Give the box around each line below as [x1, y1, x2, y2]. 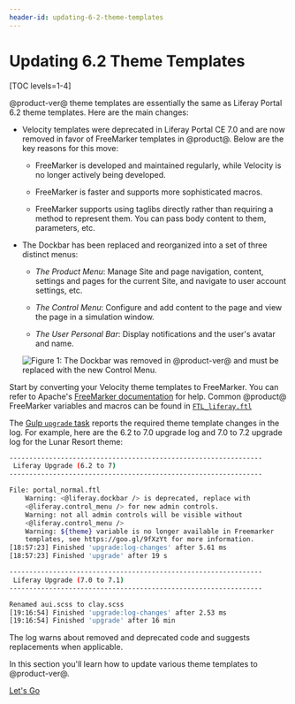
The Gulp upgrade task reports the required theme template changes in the [9, 417, 280, 428]
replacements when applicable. [9, 642, 124, 653]
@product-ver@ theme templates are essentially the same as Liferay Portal [9, 97, 283, 108]
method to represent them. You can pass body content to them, [34, 213, 267, 224]
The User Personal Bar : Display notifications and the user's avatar [34, 328, 276, 339]
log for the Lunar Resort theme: [9, 436, 124, 447]
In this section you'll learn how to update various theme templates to [9, 659, 258, 670]
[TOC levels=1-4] [9, 80, 72, 91]
